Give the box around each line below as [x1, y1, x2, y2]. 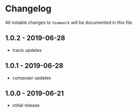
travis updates [12, 47, 42, 53]
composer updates [12, 75, 51, 81]
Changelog [5, 3, 52, 14]
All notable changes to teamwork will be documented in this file [5, 19, 133, 25]
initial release [12, 103, 40, 109]
